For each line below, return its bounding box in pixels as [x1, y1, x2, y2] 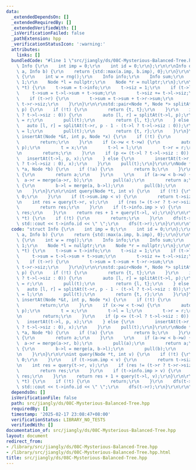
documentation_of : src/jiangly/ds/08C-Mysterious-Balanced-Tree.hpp [6, 428, 176, 434]
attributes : [11, 47, 41, 53]
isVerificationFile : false [11, 395, 77, 401]
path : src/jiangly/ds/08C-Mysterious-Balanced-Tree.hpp [11, 400, 150, 406]
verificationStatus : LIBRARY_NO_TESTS [11, 417, 106, 423]
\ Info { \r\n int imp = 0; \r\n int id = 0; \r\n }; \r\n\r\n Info [16, 63, 187, 69]
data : [6, 8, 19, 15]
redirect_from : [6, 438, 43, 444]
